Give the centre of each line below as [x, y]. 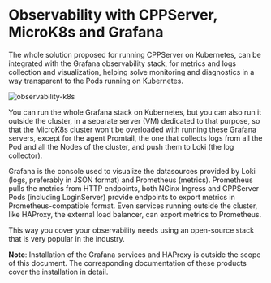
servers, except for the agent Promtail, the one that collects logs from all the [135, 138]
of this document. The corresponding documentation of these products [128, 263]
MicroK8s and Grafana [86, 32]
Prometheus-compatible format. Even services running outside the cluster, [133, 206]
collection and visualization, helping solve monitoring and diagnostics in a [131, 72]
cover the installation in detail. [58, 272]
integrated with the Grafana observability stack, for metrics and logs [123, 63]
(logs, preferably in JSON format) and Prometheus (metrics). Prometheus [131, 180]
